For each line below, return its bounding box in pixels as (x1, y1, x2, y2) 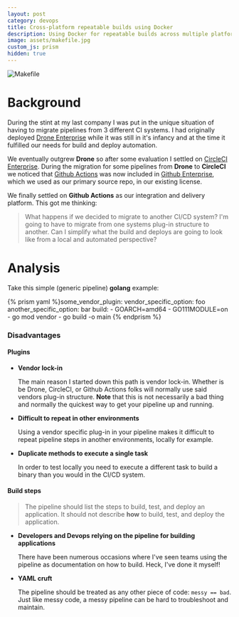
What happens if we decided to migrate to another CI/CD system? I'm (24, 212, 229, 221)
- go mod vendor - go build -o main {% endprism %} (7, 312, 161, 321)
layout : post (7, 10, 46, 18)
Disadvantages (7, 330, 61, 340)
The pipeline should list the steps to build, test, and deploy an (24, 502, 205, 511)
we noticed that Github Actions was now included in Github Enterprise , (7, 169, 215, 178)
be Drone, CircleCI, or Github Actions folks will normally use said (17, 385, 208, 394)
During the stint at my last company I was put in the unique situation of (7, 118, 215, 127)
